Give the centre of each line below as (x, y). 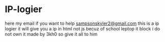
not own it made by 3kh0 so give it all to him (51, 34)
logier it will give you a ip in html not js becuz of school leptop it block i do (82, 28)
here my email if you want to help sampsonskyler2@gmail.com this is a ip (82, 23)
